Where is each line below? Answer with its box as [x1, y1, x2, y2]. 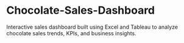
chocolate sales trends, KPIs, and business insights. [6, 29, 137, 36]
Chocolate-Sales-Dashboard [6, 4, 155, 17]
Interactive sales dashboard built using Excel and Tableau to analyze [6, 23, 179, 30]
